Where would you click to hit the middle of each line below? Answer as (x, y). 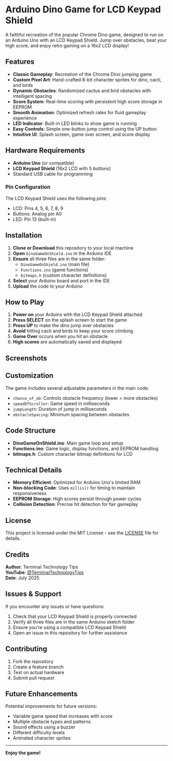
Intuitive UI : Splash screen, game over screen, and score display (81, 134)
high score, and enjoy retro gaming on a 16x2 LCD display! (67, 45)
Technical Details (34, 470)
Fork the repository (33, 661)
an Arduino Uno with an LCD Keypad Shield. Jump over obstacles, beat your (86, 40)
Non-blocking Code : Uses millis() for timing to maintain (74, 488)
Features (20, 62)
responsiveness (30, 493)
